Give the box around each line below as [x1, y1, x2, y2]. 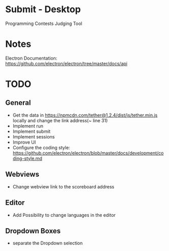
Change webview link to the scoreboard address [12, 183, 115, 189]
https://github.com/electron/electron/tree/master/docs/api [5, 60, 128, 67]
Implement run [12, 123, 43, 129]
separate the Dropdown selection [12, 240, 83, 246]
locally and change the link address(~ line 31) [12, 117, 108, 123]
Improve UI [12, 139, 36, 145]
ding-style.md [12, 155, 42, 161]
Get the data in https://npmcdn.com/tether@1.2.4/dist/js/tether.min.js [12, 112, 158, 118]
